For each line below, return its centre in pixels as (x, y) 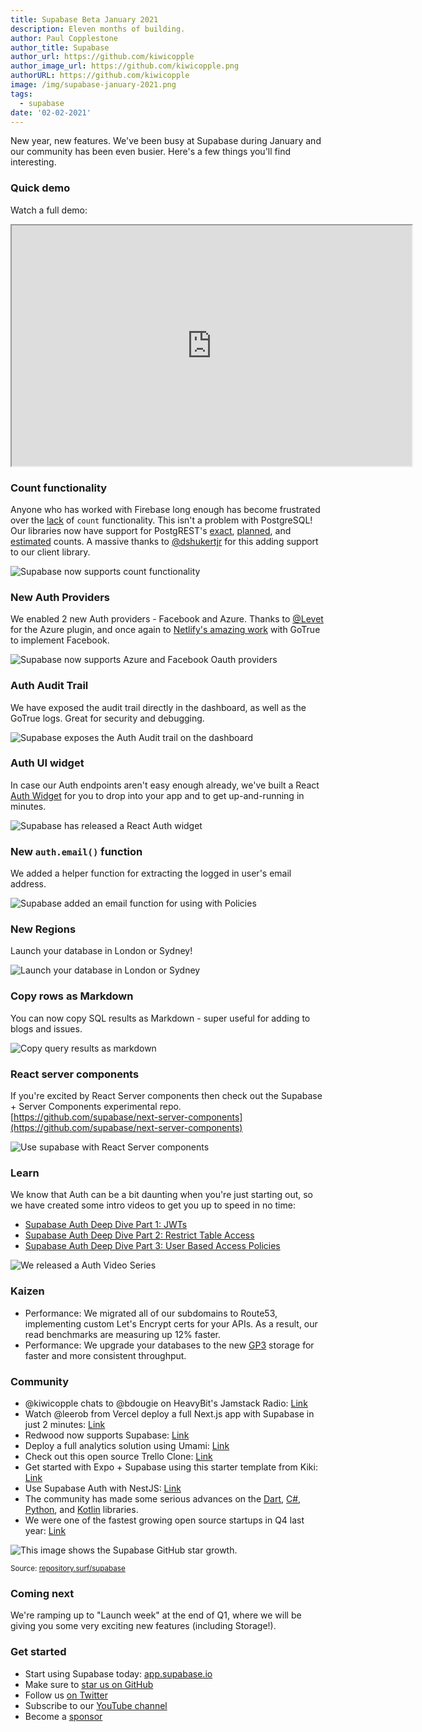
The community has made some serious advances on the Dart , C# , (163, 1498)
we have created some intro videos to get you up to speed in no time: (153, 1205)
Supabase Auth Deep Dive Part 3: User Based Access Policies (152, 1246)
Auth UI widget (47, 763)
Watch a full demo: (49, 210)
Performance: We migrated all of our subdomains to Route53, (151, 1313)
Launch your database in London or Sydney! (101, 951)
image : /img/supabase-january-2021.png (93, 85)
